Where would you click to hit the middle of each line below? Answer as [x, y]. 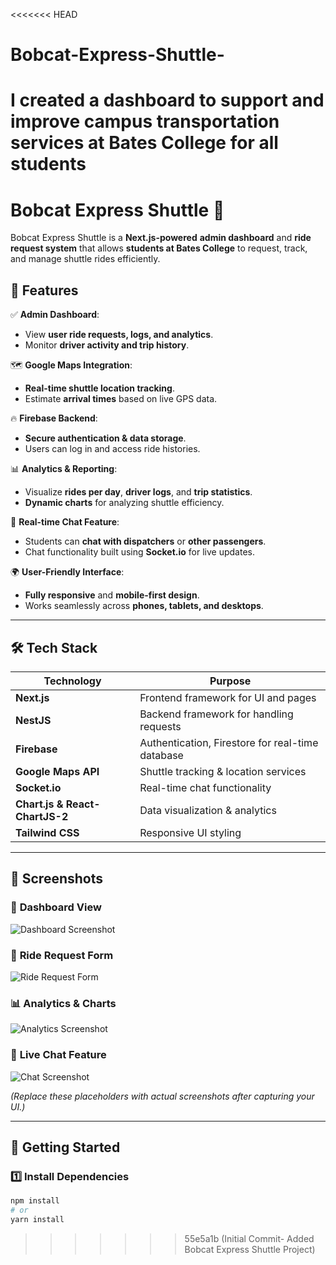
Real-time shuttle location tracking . [99, 388]
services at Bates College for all [144, 143]
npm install [35, 1201]
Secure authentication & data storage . [105, 438]
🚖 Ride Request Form [62, 955]
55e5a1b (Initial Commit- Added [249, 1238]
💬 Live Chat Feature [58, 1055]
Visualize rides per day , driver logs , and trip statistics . [138, 492]
